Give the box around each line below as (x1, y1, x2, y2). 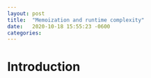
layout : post (7, 10, 45, 17)
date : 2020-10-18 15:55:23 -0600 (7, 23, 111, 30)
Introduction (7, 59, 81, 75)
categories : (7, 29, 42, 37)
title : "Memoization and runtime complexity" (7, 17, 145, 23)
